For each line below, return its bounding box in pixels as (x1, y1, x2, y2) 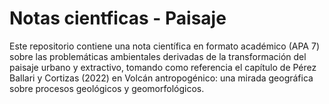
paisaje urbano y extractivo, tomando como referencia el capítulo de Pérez (9, 61, 317, 73)
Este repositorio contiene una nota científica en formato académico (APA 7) (9, 40, 320, 52)
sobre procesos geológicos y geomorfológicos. (9, 82, 205, 94)
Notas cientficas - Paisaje (9, 7, 227, 30)
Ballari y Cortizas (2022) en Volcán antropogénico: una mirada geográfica (9, 72, 314, 84)
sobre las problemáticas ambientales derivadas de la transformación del (9, 50, 307, 62)
